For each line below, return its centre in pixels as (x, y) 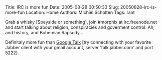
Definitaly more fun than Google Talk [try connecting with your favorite (78, 42)
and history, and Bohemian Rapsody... (44, 32)
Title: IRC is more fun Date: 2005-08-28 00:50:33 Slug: (62, 7)
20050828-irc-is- (138, 7)
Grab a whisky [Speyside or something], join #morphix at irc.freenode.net (81, 22)
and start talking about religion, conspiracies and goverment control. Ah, (80, 27)
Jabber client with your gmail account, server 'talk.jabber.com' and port (79, 47)
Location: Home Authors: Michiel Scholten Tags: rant (80, 12)
